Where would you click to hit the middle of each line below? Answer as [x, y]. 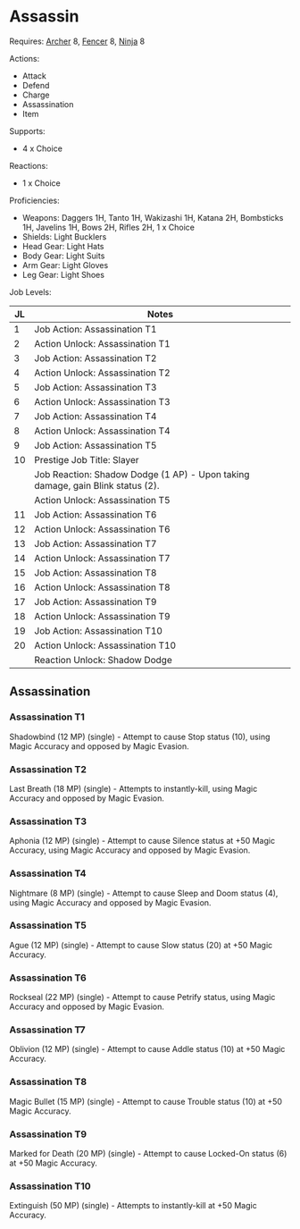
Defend [36, 85]
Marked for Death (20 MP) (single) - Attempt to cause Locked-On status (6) [148, 1153]
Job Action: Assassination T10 [99, 630]
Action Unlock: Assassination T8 [102, 587]
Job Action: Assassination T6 [96, 514]
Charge [36, 95]
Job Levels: [30, 291]
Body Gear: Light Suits [63, 256]
